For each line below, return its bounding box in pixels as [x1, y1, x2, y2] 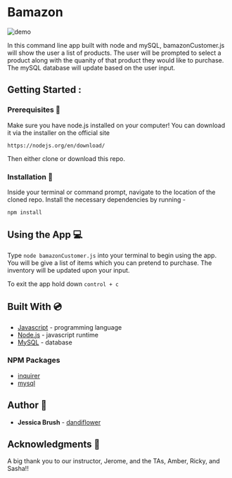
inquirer [17, 371, 41, 380]
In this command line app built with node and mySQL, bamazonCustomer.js [7, 41, 225, 49]
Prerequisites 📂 [7, 105, 61, 115]
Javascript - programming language [17, 323, 122, 331]
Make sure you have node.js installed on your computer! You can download [7, 121, 226, 129]
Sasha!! [7, 465, 30, 473]
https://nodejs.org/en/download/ [7, 142, 105, 149]
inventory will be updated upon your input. [7, 266, 130, 274]
